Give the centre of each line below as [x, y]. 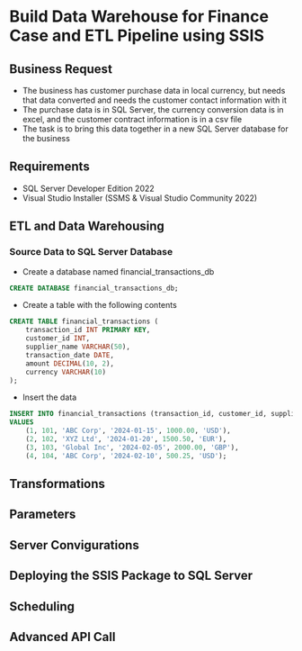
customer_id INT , [58, 339]
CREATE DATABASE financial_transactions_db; [94, 288]
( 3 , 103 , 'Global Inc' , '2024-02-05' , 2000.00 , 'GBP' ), [133, 448]
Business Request [61, 69]
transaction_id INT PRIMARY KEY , [88, 330]
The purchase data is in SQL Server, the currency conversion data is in [153, 109]
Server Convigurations [74, 545]
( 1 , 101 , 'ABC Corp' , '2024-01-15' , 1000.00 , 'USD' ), [128, 431]
